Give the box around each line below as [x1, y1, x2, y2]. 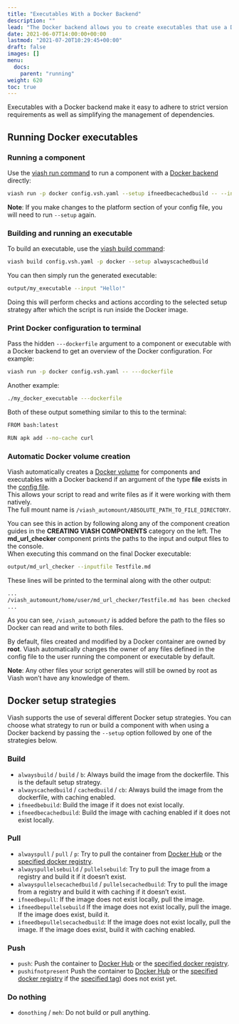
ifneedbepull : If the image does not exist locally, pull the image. [17, 895, 205, 904]
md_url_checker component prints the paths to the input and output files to [7, 534, 229, 542]
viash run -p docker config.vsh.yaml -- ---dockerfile [7, 368, 174, 376]
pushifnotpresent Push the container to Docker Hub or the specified [17, 967, 218, 976]
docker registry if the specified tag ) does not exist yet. [17, 974, 178, 983]
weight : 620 [7, 76, 43, 84]
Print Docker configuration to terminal [7, 323, 142, 333]
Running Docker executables [7, 131, 139, 143]
